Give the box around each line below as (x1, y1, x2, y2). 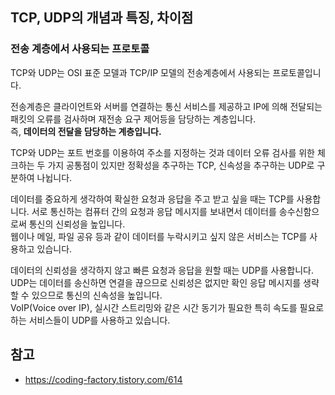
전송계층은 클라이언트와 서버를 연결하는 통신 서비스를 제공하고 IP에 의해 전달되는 (10, 100, 323, 112)
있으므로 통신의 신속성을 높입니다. (31, 289, 163, 301)
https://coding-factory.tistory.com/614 (24, 373, 183, 385)
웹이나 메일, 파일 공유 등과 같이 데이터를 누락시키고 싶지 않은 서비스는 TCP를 (10, 230, 308, 242)
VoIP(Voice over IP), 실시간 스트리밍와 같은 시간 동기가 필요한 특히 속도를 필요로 (10, 301, 325, 313)
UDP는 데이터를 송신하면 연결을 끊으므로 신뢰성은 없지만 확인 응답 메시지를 (10, 276, 302, 288)
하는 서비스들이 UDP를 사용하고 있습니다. (10, 314, 171, 326)
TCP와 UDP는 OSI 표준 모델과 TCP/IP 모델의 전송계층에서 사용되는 (10, 66, 271, 78)
